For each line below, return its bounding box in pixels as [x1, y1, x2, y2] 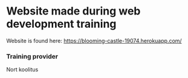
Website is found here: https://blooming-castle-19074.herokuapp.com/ [6, 37, 183, 44]
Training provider [6, 52, 59, 60]
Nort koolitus [6, 66, 39, 73]
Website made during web [6, 4, 141, 18]
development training [6, 17, 117, 31]
